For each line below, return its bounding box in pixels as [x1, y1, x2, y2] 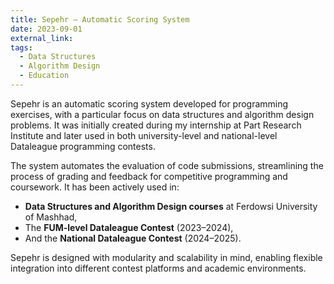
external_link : [10, 33, 74, 43]
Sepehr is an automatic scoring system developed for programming [10, 97, 289, 110]
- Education [19, 71, 70, 81]
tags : [10, 42, 33, 53]
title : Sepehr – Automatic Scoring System [10, 14, 190, 25]
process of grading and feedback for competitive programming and [10, 170, 288, 182]
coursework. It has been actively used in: [10, 181, 180, 193]
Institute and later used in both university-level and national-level [10, 129, 278, 141]
